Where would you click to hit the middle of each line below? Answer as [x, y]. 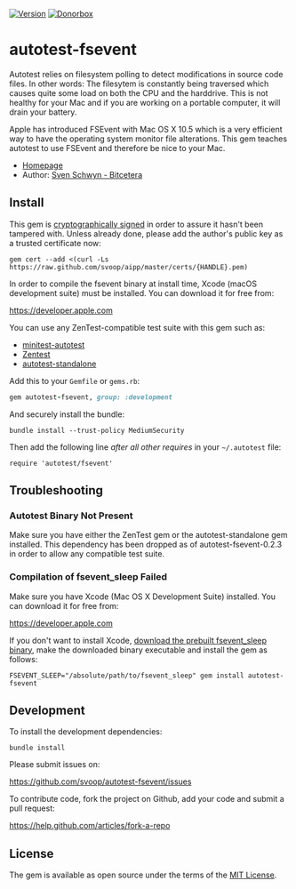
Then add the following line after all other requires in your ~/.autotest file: [145, 447]
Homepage [43, 165]
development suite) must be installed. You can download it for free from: [142, 292]
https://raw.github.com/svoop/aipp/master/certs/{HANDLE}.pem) [129, 267]
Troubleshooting [56, 490]
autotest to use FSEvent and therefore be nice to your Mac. [117, 148]
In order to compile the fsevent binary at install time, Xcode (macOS [133, 284]
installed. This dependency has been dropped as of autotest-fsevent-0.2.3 [146, 545]
